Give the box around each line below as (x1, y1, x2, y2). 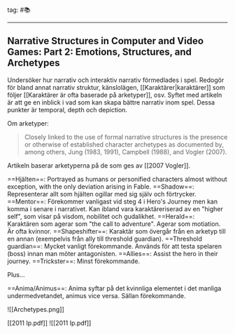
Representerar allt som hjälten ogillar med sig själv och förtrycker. (7, 189, 197, 198)
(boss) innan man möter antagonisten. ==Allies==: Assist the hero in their (7, 249, 218, 258)
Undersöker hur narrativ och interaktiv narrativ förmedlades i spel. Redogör (7, 76, 225, 84)
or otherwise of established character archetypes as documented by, (24, 140, 224, 149)
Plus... (7, 270, 26, 279)
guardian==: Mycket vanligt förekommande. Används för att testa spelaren (7, 241, 222, 250)
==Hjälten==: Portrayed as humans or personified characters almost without (7, 175, 227, 183)
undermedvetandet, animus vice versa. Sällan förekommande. (7, 291, 186, 300)
